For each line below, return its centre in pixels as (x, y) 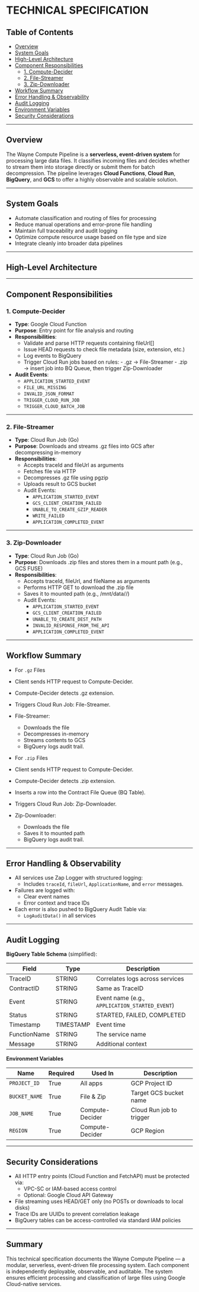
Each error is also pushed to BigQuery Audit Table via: (81, 909)
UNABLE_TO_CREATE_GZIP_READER (70, 510)
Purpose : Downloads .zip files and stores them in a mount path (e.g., (99, 562)
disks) (22, 1207)
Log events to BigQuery (52, 356)
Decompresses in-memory (56, 734)
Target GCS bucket (157, 1093)
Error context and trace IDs (57, 903)
